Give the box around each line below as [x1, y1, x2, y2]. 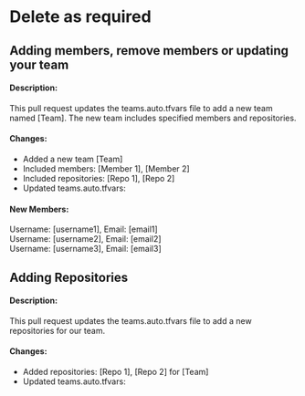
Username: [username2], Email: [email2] [9, 234, 162, 245]
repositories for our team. [9, 325, 106, 336]
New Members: [9, 203, 69, 214]
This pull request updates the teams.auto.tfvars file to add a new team [9, 102, 273, 113]
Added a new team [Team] [22, 153, 123, 164]
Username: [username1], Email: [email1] [9, 224, 158, 234]
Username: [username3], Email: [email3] [9, 244, 162, 255]
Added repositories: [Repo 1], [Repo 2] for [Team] [22, 366, 209, 377]
